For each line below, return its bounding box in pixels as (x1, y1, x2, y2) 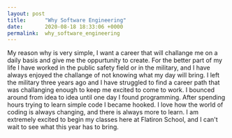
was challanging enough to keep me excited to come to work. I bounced (7, 86, 215, 94)
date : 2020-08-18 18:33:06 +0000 (7, 23, 124, 30)
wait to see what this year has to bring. (7, 123, 119, 131)
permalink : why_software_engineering (7, 29, 120, 37)
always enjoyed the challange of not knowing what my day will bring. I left (7, 71, 220, 79)
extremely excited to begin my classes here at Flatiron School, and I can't (7, 116, 218, 124)
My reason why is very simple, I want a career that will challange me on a (7, 49, 218, 57)
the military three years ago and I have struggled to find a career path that (7, 78, 220, 87)
